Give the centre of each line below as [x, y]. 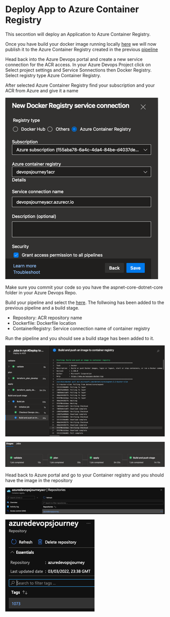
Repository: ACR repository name [47, 318]
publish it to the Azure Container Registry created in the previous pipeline [82, 49]
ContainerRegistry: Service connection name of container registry [81, 328]
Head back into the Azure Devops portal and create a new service [74, 59]
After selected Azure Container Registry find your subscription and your [80, 85]
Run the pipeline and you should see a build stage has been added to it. [80, 338]
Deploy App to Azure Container [72, 9]
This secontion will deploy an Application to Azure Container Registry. [78, 34]
